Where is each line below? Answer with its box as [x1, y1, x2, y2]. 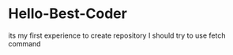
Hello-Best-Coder [8, 5, 128, 23]
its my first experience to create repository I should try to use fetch [8, 31, 226, 40]
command [8, 38, 41, 48]
